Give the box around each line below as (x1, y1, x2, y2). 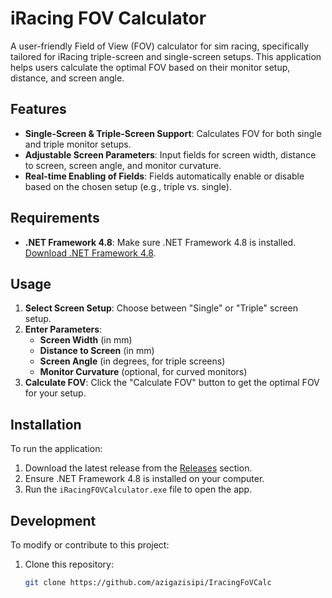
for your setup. (24, 387, 87, 399)
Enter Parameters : (24, 323, 103, 336)
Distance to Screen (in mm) (39, 345, 155, 357)
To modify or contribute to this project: (10, 539, 170, 551)
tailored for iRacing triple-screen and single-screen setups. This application (10, 50, 322, 62)
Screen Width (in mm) (39, 334, 133, 346)
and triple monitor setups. (24, 138, 132, 150)
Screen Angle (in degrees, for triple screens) (39, 355, 226, 367)
